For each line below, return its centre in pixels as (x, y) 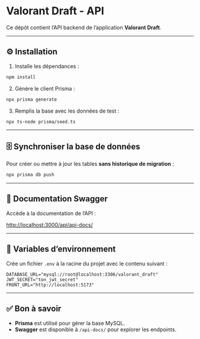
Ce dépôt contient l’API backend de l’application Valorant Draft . (84, 27)
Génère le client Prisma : (45, 88)
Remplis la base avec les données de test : (67, 111)
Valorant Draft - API (55, 11)
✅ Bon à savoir (34, 309)
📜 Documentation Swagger (57, 199)
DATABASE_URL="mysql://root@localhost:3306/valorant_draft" (82, 274)
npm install (21, 77)
